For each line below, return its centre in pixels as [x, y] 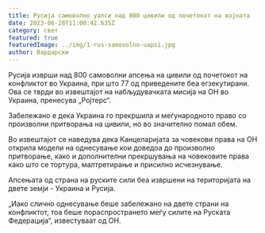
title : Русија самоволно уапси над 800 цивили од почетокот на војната [129, 15]
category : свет [33, 30]
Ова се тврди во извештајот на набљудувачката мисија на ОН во [119, 92]
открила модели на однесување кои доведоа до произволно [112, 148]
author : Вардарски [38, 52]
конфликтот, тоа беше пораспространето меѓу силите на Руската [119, 212]
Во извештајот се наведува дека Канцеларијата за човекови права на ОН [133, 139]
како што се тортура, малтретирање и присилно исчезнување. [116, 164]
